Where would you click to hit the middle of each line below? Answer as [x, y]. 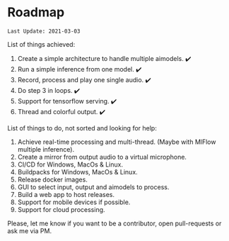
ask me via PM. [29, 230]
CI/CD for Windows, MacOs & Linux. [70, 164]
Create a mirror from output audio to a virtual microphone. [102, 157]
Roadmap [36, 12]
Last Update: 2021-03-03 [44, 31]
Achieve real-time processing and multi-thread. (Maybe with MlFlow [117, 142]
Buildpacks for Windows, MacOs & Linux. [77, 172]
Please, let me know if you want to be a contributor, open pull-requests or [114, 223]
